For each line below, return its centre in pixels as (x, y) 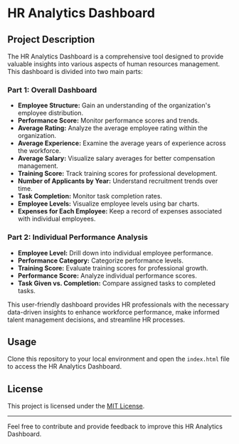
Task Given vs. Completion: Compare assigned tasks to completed (116, 283)
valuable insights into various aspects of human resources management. (114, 64)
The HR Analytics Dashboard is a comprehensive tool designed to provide (116, 56)
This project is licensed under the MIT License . (76, 406)
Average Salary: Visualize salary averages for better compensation (116, 159)
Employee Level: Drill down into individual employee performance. (115, 253)
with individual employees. (57, 219)
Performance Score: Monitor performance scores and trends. (108, 121)
